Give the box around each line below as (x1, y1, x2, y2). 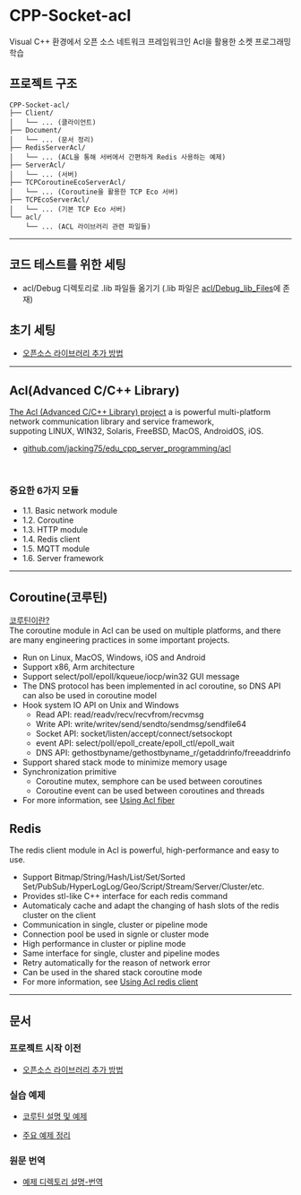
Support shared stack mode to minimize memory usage (21, 757, 228, 767)
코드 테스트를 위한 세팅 (9, 257, 127, 273)
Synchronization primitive (21, 766, 117, 777)
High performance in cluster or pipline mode (21, 939, 186, 949)
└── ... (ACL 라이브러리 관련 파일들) (25, 221, 151, 231)
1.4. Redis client (21, 534, 81, 545)
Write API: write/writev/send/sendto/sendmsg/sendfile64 (35, 719, 247, 730)
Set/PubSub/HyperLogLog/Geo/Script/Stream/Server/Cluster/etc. (21, 881, 265, 892)
